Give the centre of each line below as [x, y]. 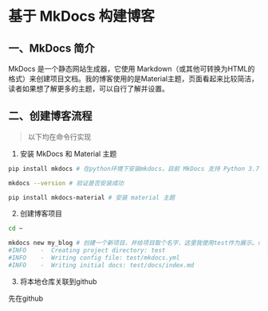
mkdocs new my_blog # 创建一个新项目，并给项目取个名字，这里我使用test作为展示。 [133, 243]
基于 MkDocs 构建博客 [82, 16]
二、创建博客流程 [50, 116]
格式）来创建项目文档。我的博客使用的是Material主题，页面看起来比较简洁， [134, 79]
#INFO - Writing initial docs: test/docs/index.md [101, 265]
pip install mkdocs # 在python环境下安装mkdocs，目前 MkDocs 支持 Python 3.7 [134, 169]
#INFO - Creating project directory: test [87, 251]
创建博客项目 [41, 214]
